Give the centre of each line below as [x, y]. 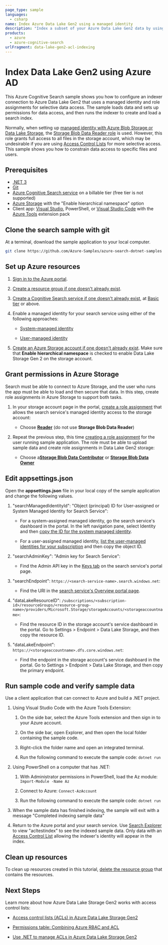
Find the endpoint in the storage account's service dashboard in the [90, 659]
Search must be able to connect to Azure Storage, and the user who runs [80, 386]
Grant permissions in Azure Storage [62, 374]
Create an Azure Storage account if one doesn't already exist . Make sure [87, 348]
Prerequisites [26, 170]
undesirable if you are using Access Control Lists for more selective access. [83, 144]
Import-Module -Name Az [45, 782]
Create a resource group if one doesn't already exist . [67, 289]
